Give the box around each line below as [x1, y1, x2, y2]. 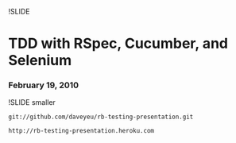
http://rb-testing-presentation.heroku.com [8, 127, 155, 135]
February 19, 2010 [8, 79, 79, 91]
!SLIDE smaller [8, 98, 56, 107]
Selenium [8, 52, 72, 70]
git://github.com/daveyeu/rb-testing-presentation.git [8, 113, 194, 122]
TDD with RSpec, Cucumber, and [8, 35, 229, 52]
